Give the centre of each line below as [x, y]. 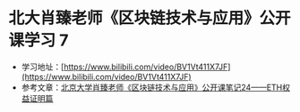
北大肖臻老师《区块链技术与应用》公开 [150, 18]
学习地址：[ [43, 67]
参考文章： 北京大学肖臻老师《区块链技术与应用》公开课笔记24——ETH [152, 87]
